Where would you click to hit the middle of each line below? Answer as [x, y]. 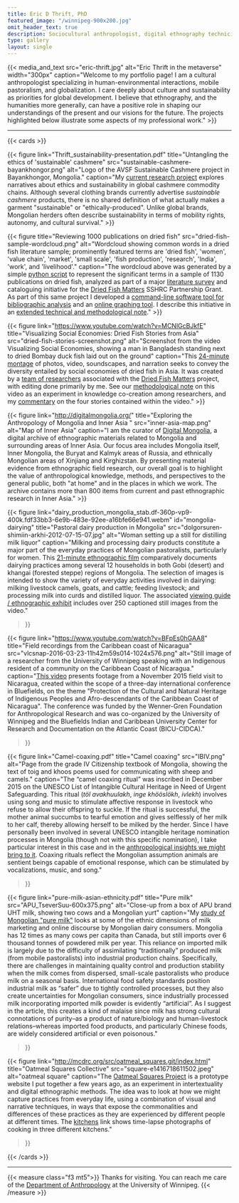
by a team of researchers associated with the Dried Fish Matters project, [113, 379]
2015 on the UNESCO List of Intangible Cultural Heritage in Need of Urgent [117, 787]
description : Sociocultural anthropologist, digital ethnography [106, 34]
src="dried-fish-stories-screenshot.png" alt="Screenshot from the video [114, 341]
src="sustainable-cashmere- [149, 162]
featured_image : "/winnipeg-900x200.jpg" [70, 21]
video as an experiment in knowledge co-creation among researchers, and [117, 394]
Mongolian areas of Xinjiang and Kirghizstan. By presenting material [107, 461]
